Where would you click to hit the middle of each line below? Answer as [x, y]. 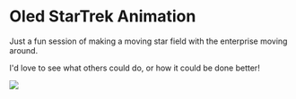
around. [24, 50]
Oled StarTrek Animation [103, 16]
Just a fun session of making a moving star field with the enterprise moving [148, 41]
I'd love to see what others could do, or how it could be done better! [135, 68]
